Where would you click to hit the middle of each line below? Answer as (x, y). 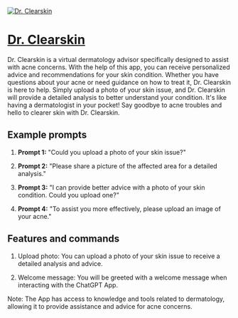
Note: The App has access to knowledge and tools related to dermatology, (116, 299)
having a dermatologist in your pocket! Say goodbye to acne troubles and (115, 105)
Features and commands (63, 239)
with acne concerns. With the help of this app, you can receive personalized (119, 67)
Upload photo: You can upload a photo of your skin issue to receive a (119, 256)
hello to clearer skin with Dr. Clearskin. (64, 112)
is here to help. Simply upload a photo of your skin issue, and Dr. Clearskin (117, 90)
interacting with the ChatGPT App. (68, 284)
